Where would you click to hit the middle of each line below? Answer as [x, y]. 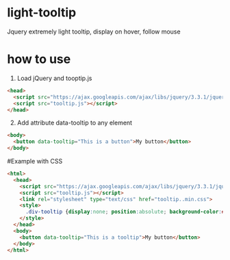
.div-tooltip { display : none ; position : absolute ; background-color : [124, 212]
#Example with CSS [35, 161]
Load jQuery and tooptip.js [54, 78]
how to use [39, 59]
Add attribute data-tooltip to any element [74, 123]
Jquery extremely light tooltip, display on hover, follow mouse [94, 31]
